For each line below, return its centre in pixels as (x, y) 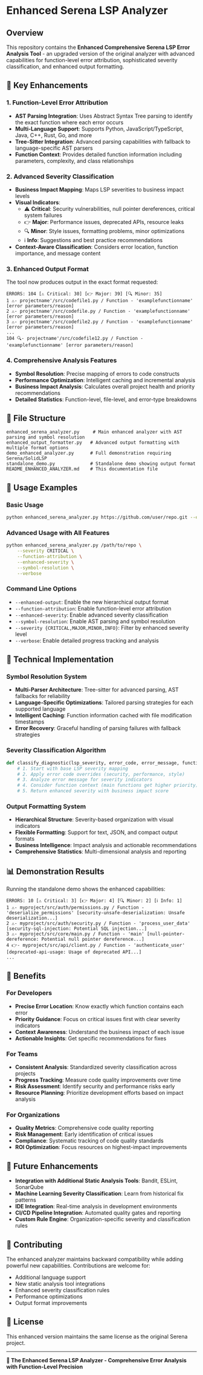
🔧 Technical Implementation (60, 660)
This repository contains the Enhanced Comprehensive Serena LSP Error (98, 47)
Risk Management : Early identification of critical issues (84, 1134)
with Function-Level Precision (45, 1367)
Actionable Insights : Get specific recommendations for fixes (91, 1038)
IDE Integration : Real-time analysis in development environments (96, 1207)
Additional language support (50, 1277)
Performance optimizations (49, 1296)
